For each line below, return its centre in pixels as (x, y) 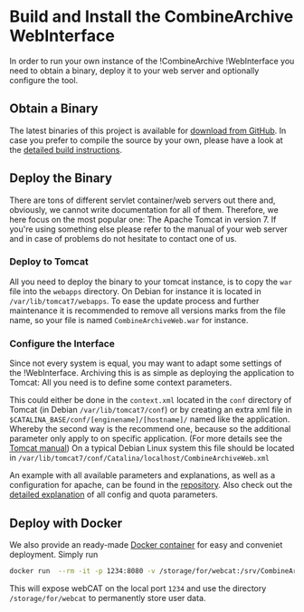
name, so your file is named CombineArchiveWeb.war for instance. (129, 320)
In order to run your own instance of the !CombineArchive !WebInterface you (152, 61)
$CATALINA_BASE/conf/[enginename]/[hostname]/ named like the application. (150, 419)
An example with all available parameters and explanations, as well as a (142, 475)
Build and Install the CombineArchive (152, 17)
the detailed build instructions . (66, 149)
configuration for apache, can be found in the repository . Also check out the (151, 485)
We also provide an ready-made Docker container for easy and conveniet (146, 544)
